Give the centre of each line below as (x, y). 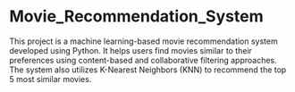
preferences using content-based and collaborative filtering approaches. (143, 60)
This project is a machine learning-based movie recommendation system (144, 41)
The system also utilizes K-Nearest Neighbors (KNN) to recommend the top (148, 70)
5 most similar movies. (51, 79)
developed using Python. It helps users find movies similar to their (131, 50)
